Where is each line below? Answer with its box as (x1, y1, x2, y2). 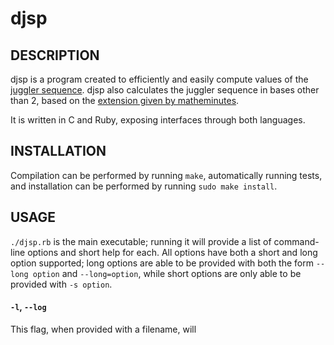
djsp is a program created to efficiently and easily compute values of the (10, 73, 309, 85)
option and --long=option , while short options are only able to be (32, 267, 302, 279)
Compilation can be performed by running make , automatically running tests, (10, 169, 323, 181)
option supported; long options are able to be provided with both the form (10, 257, 314, 269)
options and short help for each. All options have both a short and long (27, 246, 318, 258)
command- (273, 235, 320, 247)
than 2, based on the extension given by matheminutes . (10, 95, 240, 106)
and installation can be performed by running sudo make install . (10, 180, 278, 192)
